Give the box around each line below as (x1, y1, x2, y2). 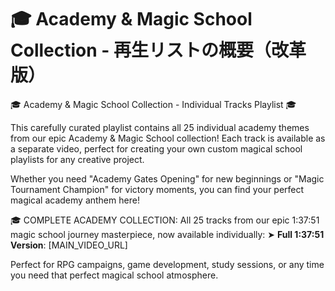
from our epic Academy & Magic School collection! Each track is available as (10, 132, 326, 144)
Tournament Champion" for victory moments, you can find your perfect (10, 183, 305, 195)
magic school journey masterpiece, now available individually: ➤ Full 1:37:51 (10, 228, 325, 240)
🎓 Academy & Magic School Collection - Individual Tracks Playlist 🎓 (10, 98, 297, 110)
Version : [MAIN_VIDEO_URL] (10, 239, 128, 251)
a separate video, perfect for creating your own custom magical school (10, 142, 303, 155)
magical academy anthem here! (10, 194, 140, 206)
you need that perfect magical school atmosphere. (10, 269, 219, 281)
